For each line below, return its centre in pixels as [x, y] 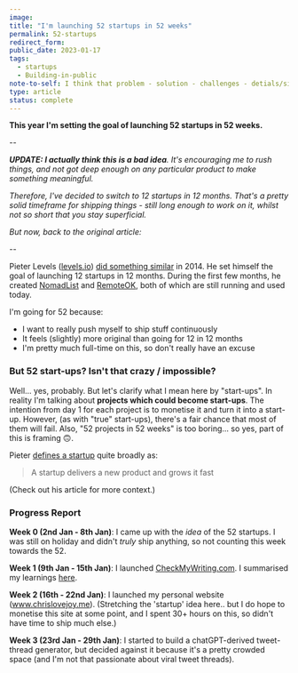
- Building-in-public [57, 76]
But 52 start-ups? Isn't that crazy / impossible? [113, 372]
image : [21, 17]
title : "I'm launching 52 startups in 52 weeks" [101, 26]
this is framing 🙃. [41, 437]
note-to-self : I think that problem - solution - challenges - [129, 84]
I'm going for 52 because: [56, 312]
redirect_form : [37, 42]
